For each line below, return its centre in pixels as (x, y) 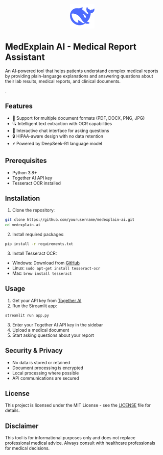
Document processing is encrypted (48, 368)
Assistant (25, 57)
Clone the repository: (34, 210)
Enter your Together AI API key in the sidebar (58, 324)
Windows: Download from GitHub (46, 263)
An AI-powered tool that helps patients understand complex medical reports (82, 71)
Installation (23, 198)
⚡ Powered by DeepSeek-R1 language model (57, 143)
